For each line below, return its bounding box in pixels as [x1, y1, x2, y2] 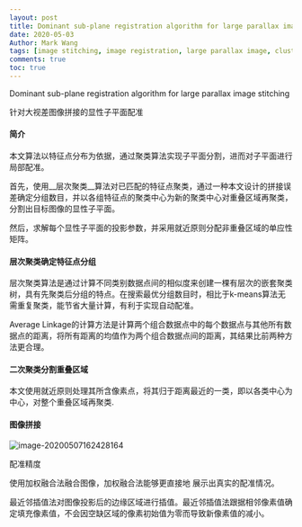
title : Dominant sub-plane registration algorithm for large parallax [9, 22, 280, 31]
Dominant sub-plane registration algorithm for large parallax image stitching [9, 87, 290, 99]
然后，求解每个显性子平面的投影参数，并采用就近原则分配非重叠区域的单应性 [9, 222, 293, 234]
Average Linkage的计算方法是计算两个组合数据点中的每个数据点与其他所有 [9, 319, 285, 330]
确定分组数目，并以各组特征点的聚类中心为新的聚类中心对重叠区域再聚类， [16, 192, 293, 203]
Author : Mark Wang [9, 38, 78, 48]
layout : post [9, 13, 58, 22]
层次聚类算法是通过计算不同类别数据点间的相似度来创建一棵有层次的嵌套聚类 [9, 278, 293, 289]
